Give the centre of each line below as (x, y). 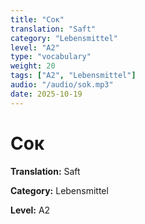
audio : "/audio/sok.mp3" (62, 85)
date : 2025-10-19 (46, 94)
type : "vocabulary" (51, 57)
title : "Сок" (37, 19)
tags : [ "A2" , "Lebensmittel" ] (73, 76)
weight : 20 (33, 66)
